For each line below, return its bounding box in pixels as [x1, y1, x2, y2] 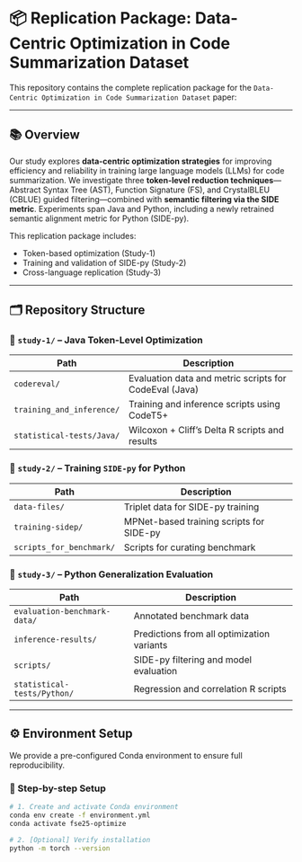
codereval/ [13, 379, 60, 389]
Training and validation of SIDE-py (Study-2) [22, 257, 187, 268]
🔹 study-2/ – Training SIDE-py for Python [9, 462, 186, 475]
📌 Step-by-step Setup [9, 782, 106, 795]
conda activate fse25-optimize [9, 819, 127, 828]
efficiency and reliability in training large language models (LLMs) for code [9, 164, 285, 176]
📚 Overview [9, 128, 81, 143]
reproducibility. [9, 760, 66, 770]
